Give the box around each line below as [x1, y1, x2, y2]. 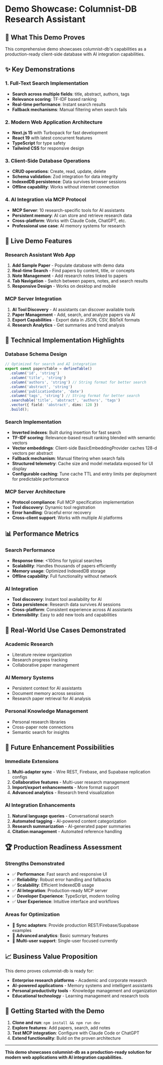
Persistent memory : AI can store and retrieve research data [12, 212, 132, 218]
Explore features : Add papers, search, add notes [12, 1025, 111, 1031]
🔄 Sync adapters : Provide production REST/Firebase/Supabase [12, 922, 139, 928]
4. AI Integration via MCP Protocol [5, 196, 86, 203]
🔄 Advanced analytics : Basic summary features [12, 933, 108, 938]
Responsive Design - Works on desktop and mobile [12, 283, 116, 289]
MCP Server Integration [5, 296, 62, 302]
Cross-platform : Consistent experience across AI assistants [12, 607, 132, 613]
